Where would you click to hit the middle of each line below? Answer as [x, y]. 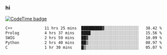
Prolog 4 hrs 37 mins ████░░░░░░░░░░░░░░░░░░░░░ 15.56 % [83, 33]
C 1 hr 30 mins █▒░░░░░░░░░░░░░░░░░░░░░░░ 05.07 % [83, 47]
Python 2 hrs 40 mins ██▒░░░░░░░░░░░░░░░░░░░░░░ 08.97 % [83, 43]
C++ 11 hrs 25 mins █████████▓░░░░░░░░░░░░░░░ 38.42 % [83, 28]
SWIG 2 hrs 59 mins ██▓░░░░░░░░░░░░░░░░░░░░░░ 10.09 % [83, 38]
